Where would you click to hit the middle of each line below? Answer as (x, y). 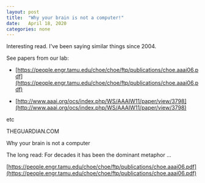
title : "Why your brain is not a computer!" (65, 18)
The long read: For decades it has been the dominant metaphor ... (89, 155)
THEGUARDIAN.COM (33, 131)
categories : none (28, 29)
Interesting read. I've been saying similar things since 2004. (81, 46)
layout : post (23, 12)
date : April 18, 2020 (37, 23)
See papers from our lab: (38, 58)
